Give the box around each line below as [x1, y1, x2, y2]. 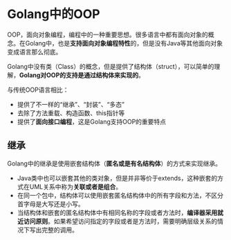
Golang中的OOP [7, 6, 100, 22]
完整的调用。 [41, 226, 78, 234]
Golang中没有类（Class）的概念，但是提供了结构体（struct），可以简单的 [7, 62, 214, 70]
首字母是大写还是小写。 [17, 199, 84, 208]
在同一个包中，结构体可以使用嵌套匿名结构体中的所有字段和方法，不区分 [17, 191, 223, 199]
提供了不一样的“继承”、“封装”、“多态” [17, 100, 124, 108]
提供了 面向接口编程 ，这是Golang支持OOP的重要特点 [17, 117, 167, 126]
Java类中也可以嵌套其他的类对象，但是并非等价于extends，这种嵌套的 [17, 174, 218, 182]
